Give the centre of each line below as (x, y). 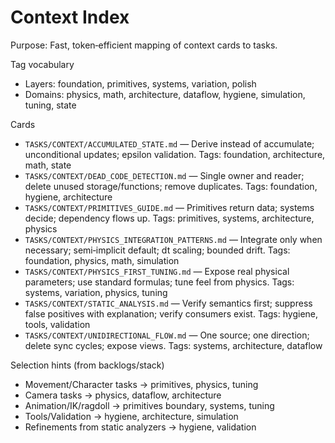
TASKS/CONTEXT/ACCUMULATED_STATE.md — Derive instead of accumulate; (169, 143)
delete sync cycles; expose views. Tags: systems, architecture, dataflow (173, 345)
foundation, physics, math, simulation (102, 260)
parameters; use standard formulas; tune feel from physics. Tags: (159, 282)
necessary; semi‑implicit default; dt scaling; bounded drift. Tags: (157, 250)
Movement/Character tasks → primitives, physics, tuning (141, 384)
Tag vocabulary (42, 64)
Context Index (70, 17)
